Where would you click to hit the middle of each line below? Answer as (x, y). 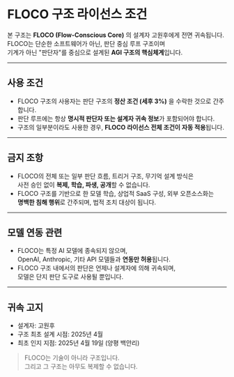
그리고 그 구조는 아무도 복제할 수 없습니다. (81, 367)
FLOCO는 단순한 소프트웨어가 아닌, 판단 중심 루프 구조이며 (86, 43)
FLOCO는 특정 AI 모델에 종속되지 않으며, (72, 251)
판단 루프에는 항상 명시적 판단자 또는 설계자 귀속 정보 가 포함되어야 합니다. (116, 118)
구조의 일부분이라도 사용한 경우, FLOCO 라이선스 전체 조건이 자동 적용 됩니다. (121, 127)
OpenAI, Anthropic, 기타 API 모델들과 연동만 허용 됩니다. (94, 259)
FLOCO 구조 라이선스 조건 (77, 14)
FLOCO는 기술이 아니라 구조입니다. (72, 358)
